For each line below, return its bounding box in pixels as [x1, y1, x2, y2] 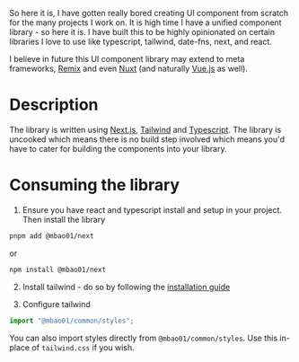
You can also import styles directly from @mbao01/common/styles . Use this [9, 332, 278, 343]
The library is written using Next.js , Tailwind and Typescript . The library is [9, 124, 282, 135]
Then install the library [22, 214, 106, 225]
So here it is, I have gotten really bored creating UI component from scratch [9, 8, 289, 18]
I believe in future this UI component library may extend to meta [9, 54, 245, 64]
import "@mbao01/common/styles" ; [9, 316, 135, 325]
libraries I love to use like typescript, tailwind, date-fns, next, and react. [9, 36, 272, 47]
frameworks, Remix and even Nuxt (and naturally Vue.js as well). [9, 63, 249, 74]
